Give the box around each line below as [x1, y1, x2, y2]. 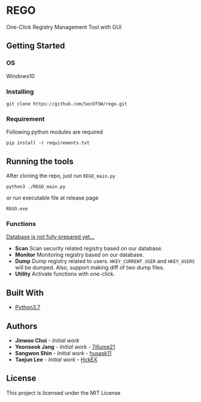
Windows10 [6, 72, 35, 80]
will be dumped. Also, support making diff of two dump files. [14, 264, 165, 271]
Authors [6, 321, 38, 331]
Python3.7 [14, 304, 41, 311]
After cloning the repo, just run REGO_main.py [6, 172, 116, 180]
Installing [6, 87, 34, 96]
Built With [6, 288, 44, 298]
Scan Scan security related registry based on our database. [14, 245, 163, 252]
